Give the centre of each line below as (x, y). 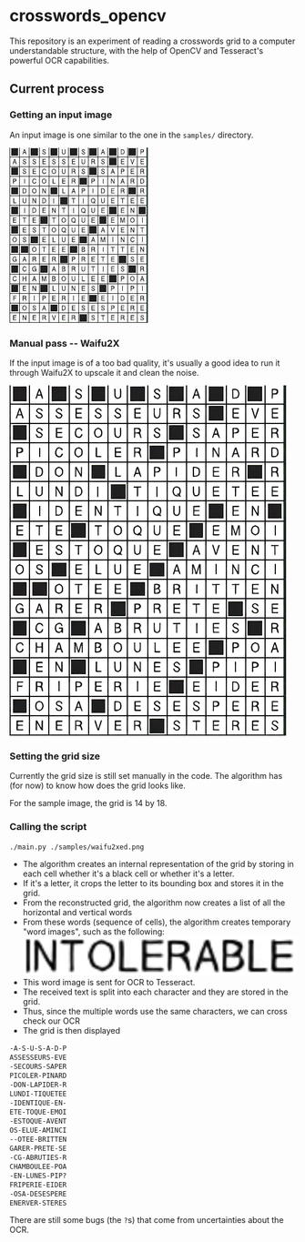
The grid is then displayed (71, 1031)
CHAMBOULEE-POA (38, 1167)
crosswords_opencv (88, 16)
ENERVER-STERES (38, 1203)
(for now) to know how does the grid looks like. (98, 786)
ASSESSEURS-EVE (38, 1058)
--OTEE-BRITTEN (38, 1140)
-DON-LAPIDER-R (38, 1085)
